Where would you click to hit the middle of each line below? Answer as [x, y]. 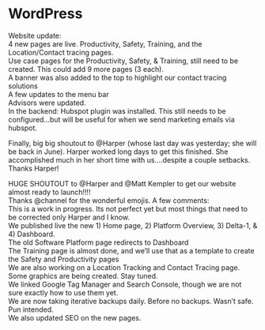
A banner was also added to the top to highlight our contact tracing [117, 77]
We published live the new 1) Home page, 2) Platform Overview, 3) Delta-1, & [133, 225]
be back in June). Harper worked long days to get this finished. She [118, 152]
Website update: [35, 36]
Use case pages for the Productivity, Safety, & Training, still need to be [123, 61]
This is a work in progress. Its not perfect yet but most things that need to [128, 208]
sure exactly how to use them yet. [63, 292]
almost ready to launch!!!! [49, 192]
